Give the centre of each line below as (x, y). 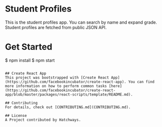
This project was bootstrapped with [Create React (57, 78)
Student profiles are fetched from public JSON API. (56, 27)
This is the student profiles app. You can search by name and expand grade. (81, 22)
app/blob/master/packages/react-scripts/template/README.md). (69, 94)
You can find (141, 82)
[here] (115, 86)
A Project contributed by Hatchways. (43, 120)
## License (16, 115)
